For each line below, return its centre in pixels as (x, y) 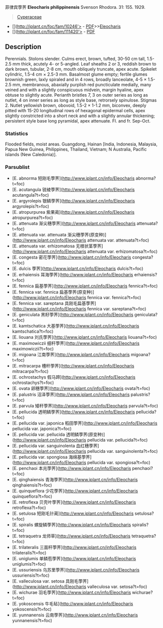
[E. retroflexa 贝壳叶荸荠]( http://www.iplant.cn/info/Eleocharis (74, 502)
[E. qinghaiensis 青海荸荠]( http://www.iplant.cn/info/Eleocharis (75, 480)
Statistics (17, 133)
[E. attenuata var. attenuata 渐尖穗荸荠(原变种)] (59, 235)
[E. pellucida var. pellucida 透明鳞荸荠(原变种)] (58, 435)
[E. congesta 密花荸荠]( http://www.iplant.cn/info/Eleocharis (72, 257)
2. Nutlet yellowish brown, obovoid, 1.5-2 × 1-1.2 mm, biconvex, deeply (76, 105)
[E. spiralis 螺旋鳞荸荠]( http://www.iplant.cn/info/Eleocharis (72, 525)
